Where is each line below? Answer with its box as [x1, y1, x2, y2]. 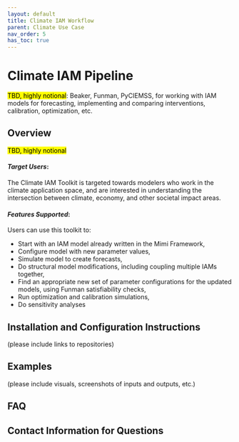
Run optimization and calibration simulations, [17, 293, 150, 301]
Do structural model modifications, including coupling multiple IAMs [17, 262, 218, 271]
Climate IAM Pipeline [7, 68, 133, 84]
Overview [7, 127, 52, 139]
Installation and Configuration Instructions [7, 321, 201, 333]
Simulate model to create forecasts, [17, 255, 123, 263]
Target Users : [7, 162, 49, 171]
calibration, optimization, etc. [7, 106, 93, 115]
